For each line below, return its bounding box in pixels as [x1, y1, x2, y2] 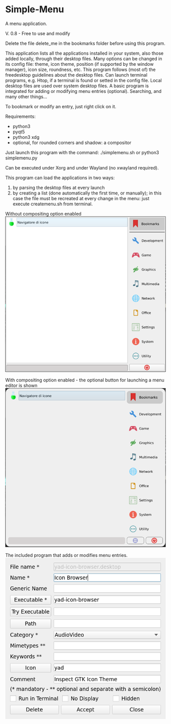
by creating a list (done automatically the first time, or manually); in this [12, 190, 162, 196]
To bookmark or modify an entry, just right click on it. [5, 103, 117, 109]
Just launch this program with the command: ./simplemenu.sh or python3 [5, 149, 159, 155]
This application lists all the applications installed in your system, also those [5, 50, 164, 56]
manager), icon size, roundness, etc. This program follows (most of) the [5, 66, 156, 73]
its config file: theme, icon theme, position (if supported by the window [5, 61, 154, 67]
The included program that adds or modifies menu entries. [5, 552, 128, 558]
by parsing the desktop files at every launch [12, 184, 105, 190]
